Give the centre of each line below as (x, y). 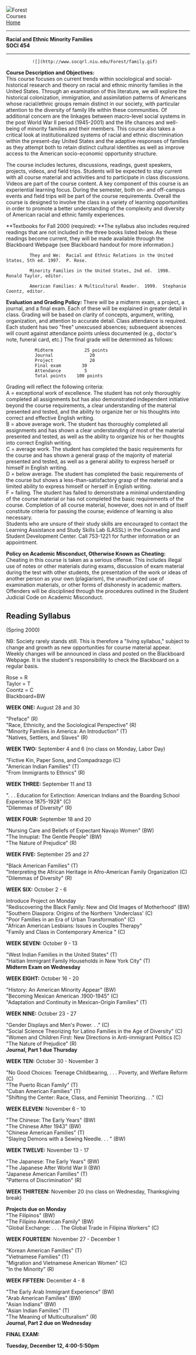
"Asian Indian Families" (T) (38, 1310)
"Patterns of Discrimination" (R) (44, 1180)
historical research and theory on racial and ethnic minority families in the (94, 85)
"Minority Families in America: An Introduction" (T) (66, 731)
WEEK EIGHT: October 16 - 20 (43, 978)
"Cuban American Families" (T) (43, 1091)
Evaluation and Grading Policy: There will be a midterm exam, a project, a (95, 302)
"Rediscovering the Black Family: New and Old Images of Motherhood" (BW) (98, 907)
